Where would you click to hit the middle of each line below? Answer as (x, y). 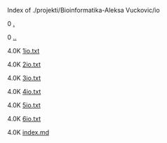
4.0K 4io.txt (24, 91)
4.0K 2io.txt (24, 64)
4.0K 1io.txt (24, 51)
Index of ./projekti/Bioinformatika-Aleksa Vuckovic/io (83, 10)
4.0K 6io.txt (24, 119)
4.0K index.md (28, 132)
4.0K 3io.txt (24, 78)
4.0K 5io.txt (24, 105)
